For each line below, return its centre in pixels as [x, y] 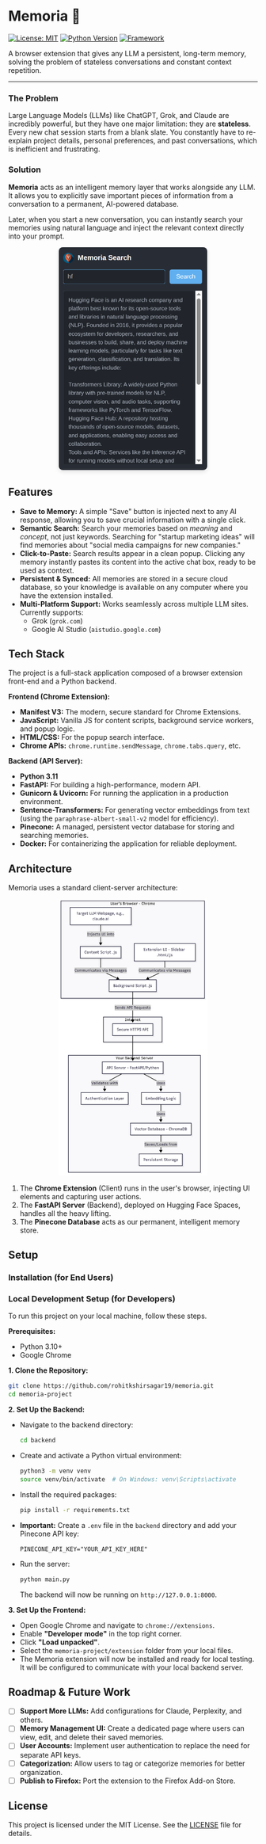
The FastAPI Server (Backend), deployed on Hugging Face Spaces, [130, 1205]
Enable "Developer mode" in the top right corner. [101, 1633]
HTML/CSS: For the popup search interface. [92, 737]
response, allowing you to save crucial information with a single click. [133, 520]
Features [30, 492]
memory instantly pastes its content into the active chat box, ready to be [137, 562]
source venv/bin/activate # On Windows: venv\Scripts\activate [128, 1479]
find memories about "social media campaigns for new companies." [130, 545]
